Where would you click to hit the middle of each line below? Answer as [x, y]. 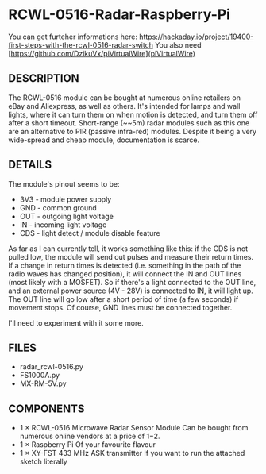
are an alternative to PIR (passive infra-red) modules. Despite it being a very [132, 131]
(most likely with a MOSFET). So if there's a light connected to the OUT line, [132, 282]
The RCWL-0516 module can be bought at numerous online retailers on [124, 98]
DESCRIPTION [44, 78]
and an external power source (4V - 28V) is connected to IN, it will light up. [131, 291]
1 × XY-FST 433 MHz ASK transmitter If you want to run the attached [132, 453]
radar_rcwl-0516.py [51, 367]
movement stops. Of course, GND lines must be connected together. [120, 307]
